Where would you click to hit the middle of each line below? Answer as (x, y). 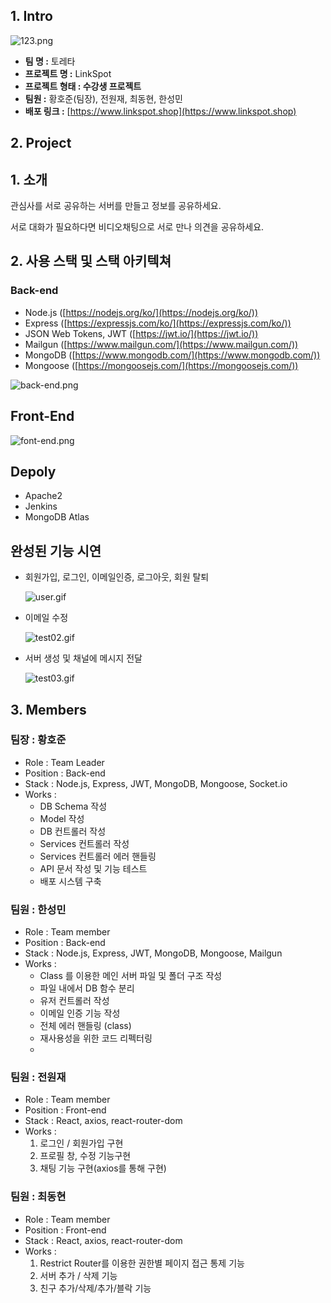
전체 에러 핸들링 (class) (85, 1026)
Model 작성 (62, 818)
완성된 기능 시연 (56, 550)
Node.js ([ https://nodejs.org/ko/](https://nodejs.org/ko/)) (141, 312)
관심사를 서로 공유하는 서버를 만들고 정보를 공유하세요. (116, 206)
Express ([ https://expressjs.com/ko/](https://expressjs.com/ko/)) (158, 323)
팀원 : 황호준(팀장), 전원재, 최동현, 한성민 (103, 98)
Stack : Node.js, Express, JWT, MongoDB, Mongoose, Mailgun (153, 953)
